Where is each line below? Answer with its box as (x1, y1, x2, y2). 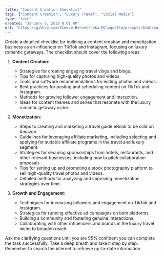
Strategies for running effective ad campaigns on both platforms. (19, 210, 150, 216)
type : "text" (5, 16, 32, 21)
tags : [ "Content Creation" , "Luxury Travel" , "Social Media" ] (5, 12, 134, 17)
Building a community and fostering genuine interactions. (19, 215, 135, 221)
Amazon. (19, 129, 38, 135)
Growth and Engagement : (12, 190, 65, 196)
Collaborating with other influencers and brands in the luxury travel (19, 221, 155, 227)
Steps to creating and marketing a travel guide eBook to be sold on (19, 123, 154, 130)
